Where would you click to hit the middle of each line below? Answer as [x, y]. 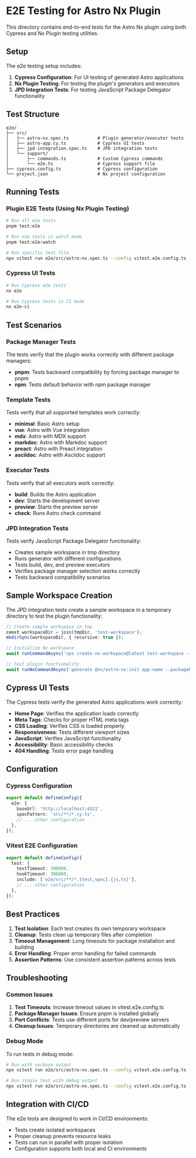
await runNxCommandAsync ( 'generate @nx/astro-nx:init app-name [85, 669]
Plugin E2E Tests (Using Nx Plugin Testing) [68, 208]
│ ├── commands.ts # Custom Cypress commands [85, 159]
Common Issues [30, 994]
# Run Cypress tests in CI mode [45, 301]
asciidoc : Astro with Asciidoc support [60, 455]
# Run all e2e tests [31, 221]
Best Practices [33, 915]
